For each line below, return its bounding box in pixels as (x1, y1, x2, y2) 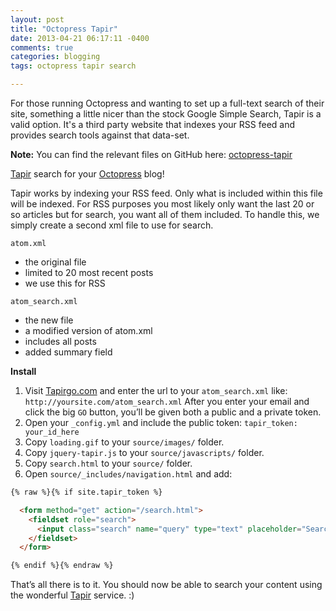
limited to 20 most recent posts (24, 267, 154, 278)
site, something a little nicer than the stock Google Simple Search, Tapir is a (10, 108, 322, 120)
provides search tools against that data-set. (10, 129, 190, 141)
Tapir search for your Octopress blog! (10, 168, 165, 180)
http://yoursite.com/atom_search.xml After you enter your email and (24, 396, 310, 407)
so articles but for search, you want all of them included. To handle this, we (10, 209, 320, 220)
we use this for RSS (24, 277, 106, 289)
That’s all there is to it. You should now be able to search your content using (10, 579, 323, 591)
